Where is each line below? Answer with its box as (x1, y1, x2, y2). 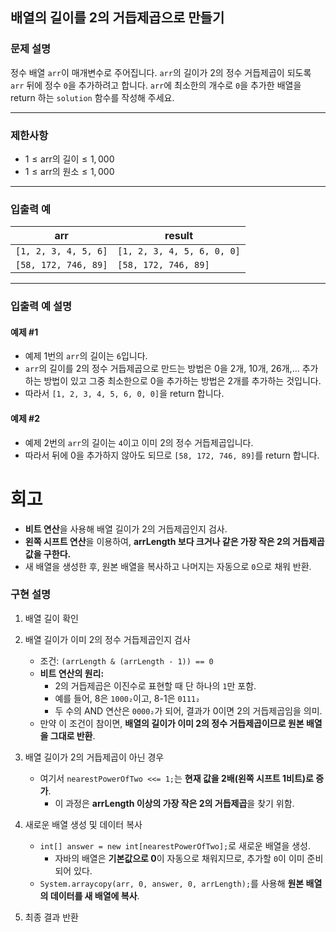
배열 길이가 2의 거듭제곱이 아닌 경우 (24, 751, 165, 763)
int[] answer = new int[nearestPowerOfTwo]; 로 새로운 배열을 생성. (39, 839, 312, 852)
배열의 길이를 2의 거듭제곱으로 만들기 (10, 9, 225, 27)
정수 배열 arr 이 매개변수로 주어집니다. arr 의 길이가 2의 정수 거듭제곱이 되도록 (10, 66, 312, 78)
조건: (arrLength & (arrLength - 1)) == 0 (39, 654, 214, 667)
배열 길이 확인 (24, 612, 79, 624)
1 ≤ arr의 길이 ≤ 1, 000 (24, 153, 115, 165)
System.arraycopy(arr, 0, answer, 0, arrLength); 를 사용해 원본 (39, 877, 305, 889)
